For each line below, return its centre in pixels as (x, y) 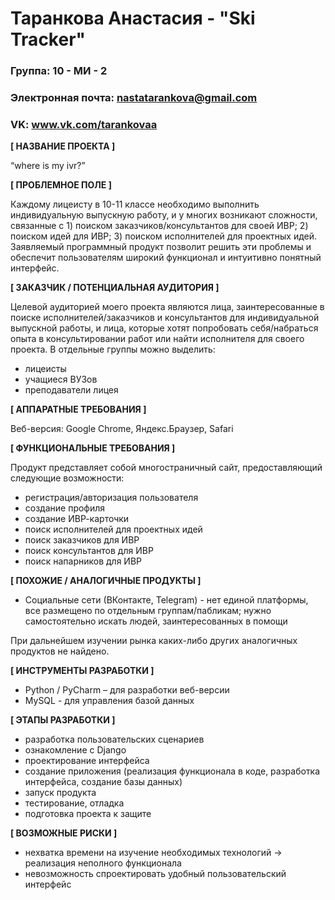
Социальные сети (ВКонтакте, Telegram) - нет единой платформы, (166, 600)
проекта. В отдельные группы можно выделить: (113, 349)
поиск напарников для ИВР (83, 561)
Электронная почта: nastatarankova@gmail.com (134, 98)
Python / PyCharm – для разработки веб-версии (127, 690)
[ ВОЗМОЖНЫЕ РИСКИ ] (64, 833)
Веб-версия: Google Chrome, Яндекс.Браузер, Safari (122, 429)
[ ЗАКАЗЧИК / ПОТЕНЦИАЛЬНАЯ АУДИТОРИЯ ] (115, 288)
